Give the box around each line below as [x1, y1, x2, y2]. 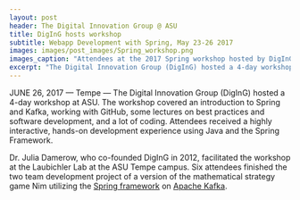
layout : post [9, 12, 58, 22]
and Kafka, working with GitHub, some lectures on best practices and [9, 106, 265, 117]
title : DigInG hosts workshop [9, 29, 122, 38]
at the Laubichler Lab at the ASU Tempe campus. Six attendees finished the [9, 162, 287, 172]
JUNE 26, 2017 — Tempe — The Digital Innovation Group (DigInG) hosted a [9, 87, 286, 98]
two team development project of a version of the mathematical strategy [9, 171, 275, 181]
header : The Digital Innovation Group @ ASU [9, 21, 178, 30]
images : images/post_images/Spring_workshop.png [9, 46, 194, 55]
